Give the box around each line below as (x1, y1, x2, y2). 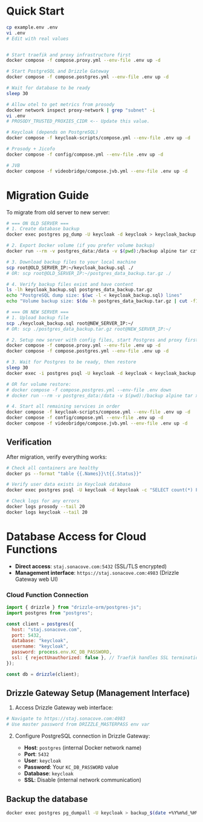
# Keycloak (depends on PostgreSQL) (6, 129, 98, 136)
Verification (6, 437, 52, 448)
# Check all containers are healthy (6, 465, 98, 471)
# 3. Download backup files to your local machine (6, 259, 137, 265)
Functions (6, 543, 57, 556)
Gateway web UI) (14, 575, 59, 583)
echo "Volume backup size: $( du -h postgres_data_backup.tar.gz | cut (6, 298, 188, 304)
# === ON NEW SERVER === (6, 309, 69, 315)
